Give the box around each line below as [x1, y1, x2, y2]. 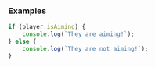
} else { [8, 37, 37, 46]
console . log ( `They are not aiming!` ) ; [22, 44, 149, 52]
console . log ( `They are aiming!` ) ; [22, 30, 135, 38]
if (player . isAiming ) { [8, 23, 86, 31]
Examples [8, 5, 47, 16]
